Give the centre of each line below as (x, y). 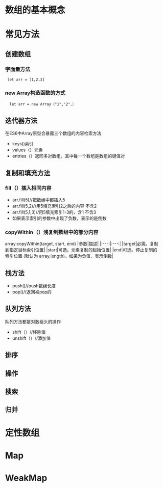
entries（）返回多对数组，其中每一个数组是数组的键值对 (69, 156)
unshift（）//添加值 (31, 338)
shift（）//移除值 (29, 332)
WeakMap (26, 478)
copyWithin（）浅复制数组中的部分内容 (52, 232)
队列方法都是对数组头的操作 (33, 322)
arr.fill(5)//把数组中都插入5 (38, 200)
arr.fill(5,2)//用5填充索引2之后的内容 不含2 (54, 206)
